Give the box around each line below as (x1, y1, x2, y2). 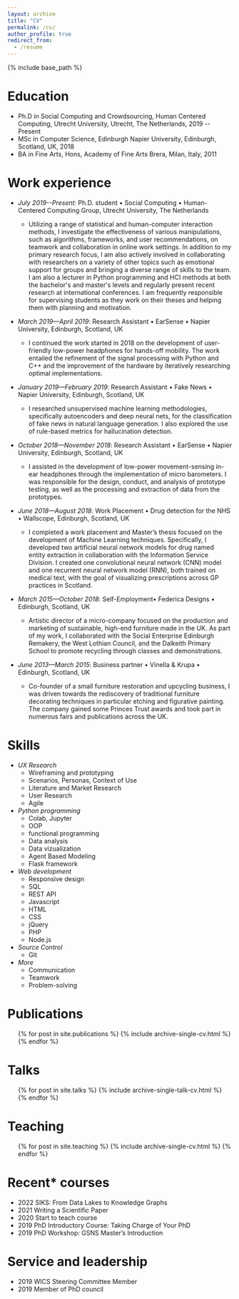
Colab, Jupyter (28, 813, 73, 822)
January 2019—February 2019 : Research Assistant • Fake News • (17, 383, 213, 391)
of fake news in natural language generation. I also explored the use (28, 419, 228, 428)
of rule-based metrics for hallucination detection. (28, 426, 173, 436)
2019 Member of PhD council (17, 1285, 103, 1293)
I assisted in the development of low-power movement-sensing (28, 462, 215, 471)
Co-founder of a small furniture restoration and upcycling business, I (28, 681, 230, 690)
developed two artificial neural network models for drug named (28, 543, 214, 551)
